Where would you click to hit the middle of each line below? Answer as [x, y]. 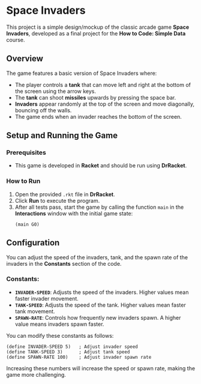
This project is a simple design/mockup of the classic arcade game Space [98, 27]
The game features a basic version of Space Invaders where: [82, 73]
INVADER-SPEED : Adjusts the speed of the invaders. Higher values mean [102, 292]
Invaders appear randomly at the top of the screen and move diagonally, [105, 104]
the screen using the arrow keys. [55, 91]
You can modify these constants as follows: [60, 335]
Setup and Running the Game [62, 136]
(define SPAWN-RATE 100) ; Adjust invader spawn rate [79, 357]
